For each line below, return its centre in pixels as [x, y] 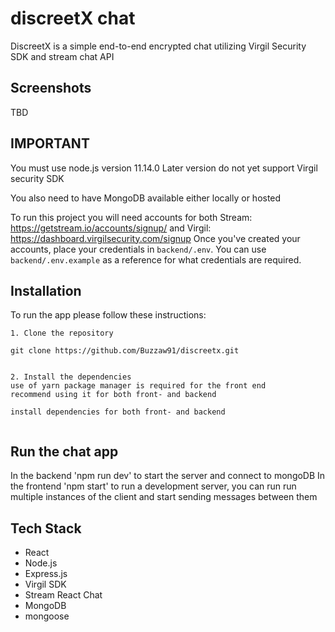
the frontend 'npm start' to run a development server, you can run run [153, 486]
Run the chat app [64, 451]
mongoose [47, 616]
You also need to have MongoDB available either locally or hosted [146, 198]
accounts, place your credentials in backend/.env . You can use [138, 249]
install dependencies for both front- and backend [118, 412]
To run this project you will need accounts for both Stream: [131, 217]
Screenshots [51, 88]
